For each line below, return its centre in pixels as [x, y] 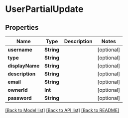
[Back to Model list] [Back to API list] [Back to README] [62, 110]
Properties [22, 28]
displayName [24, 66]
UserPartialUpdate [44, 9]
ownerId [18, 90]
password [20, 98]
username [20, 50]
